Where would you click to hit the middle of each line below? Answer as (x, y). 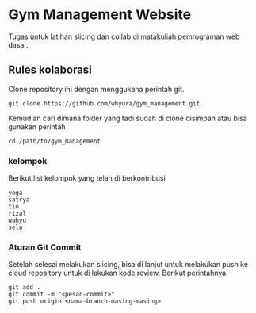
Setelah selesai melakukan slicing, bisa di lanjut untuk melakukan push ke (128, 265)
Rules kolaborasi (50, 70)
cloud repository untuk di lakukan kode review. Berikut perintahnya (117, 273)
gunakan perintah (37, 126)
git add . (25, 288)
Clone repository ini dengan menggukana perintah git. (96, 89)
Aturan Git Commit (45, 247)
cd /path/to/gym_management (55, 141)
